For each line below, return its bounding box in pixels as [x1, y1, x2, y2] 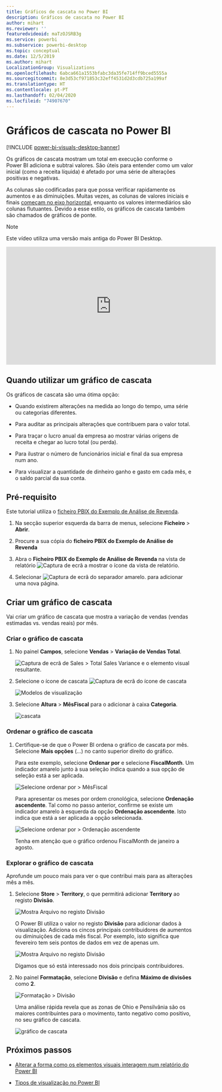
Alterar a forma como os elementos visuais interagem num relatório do [14, 1061, 189, 1068]
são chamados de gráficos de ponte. [6, 211, 97, 219]
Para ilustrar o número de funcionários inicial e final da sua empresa [14, 450, 183, 457]
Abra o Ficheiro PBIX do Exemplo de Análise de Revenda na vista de [14, 556, 185, 563]
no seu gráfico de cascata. [14, 1016, 81, 1023]
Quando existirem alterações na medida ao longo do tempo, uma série [14, 403, 188, 410]
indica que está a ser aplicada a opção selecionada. [14, 814, 144, 821]
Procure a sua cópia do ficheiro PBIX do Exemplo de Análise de [14, 538, 174, 545]
